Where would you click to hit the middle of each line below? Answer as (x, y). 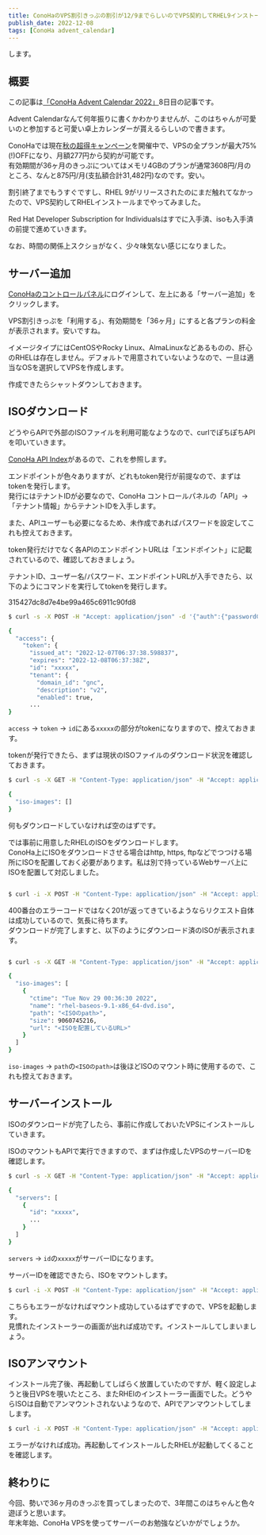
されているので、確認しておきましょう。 (74, 559)
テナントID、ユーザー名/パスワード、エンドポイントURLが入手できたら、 (127, 576)
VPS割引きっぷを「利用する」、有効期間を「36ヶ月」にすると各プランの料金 (132, 321)
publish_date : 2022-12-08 (51, 23)
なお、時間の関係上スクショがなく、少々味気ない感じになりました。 (119, 246)
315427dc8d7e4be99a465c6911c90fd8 (72, 602)
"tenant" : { (49, 675)
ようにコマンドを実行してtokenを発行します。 (97, 586)
